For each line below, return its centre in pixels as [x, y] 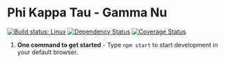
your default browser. [47, 52]
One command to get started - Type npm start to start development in [117, 45]
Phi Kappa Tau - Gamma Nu [87, 13]
